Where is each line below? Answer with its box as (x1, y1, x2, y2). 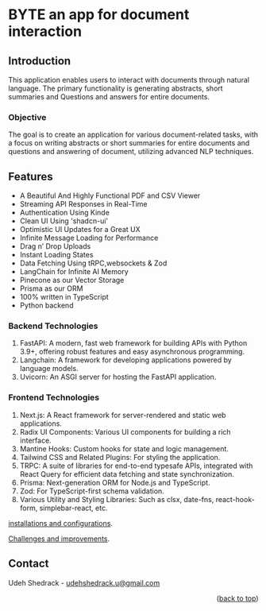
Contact (8, 557, 49, 570)
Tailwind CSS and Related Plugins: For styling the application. (19, 452, 221, 462)
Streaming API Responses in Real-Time (19, 199, 148, 209)
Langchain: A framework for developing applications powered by (19, 355, 232, 365)
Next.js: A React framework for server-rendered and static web (19, 410, 226, 420)
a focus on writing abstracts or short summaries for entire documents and (8, 138, 250, 148)
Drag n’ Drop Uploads (19, 242, 91, 251)
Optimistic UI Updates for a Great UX (19, 225, 141, 234)
